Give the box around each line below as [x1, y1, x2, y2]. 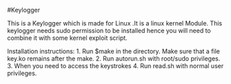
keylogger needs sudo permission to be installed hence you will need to [7, 27, 212, 34]
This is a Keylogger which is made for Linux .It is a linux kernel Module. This [7, 19, 223, 27]
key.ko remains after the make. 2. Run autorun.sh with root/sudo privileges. [7, 54, 221, 63]
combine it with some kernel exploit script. [7, 34, 128, 42]
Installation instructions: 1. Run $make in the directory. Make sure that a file [7, 48, 221, 55]
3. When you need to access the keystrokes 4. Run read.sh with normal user [7, 62, 224, 70]
